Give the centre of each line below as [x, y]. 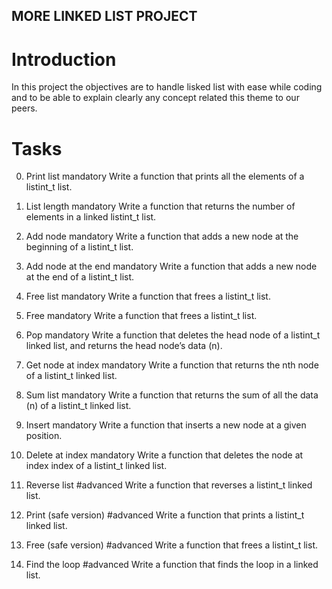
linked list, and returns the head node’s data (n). [124, 346]
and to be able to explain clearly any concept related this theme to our [155, 98]
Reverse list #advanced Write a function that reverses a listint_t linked [169, 485]
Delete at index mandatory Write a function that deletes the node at [164, 455]
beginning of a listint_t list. [79, 247]
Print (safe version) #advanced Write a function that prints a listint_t [165, 515]
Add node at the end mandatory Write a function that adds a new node [171, 266]
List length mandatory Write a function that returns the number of [160, 206]
